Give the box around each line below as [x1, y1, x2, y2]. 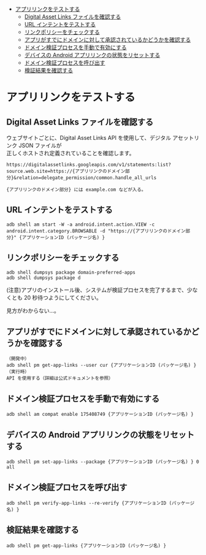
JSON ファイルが [18, 142, 63, 149]
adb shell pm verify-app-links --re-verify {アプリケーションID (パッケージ [6, 500, 195, 506]
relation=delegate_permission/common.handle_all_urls [16, 175, 157, 181]
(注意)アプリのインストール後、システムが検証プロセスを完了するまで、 [6, 286, 187, 293]
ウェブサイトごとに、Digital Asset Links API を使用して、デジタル [6, 134, 172, 141]
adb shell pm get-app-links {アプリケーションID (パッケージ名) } [6, 542, 167, 549]
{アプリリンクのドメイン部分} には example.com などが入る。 [6, 186, 147, 193]
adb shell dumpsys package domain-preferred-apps [6, 269, 136, 275]
